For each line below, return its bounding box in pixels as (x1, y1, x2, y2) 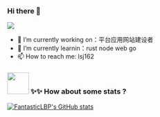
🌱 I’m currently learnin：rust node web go (17, 44, 136, 52)
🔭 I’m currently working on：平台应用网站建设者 (17, 36, 154, 44)
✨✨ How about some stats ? (30, 87, 127, 96)
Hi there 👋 (7, 6, 42, 16)
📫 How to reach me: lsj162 (17, 52, 95, 61)
